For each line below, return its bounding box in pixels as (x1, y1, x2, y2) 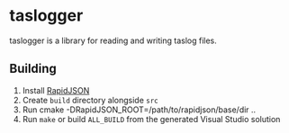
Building (9, 61, 57, 76)
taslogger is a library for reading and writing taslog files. (9, 35, 218, 46)
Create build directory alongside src (22, 94, 159, 105)
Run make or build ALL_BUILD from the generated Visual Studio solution (22, 113, 281, 124)
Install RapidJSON (22, 84, 90, 95)
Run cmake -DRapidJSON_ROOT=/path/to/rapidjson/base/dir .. (22, 104, 257, 115)
